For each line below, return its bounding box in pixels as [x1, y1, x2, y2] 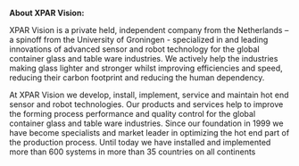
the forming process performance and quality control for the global [9, 109, 256, 119]
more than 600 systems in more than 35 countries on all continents [9, 146, 256, 157]
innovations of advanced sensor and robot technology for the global [9, 44, 261, 54]
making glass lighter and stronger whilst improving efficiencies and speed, [9, 62, 283, 73]
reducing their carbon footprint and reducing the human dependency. [9, 72, 265, 83]
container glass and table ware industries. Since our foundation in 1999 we [9, 118, 284, 129]
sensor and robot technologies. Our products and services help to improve [9, 99, 284, 110]
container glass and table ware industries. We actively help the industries [9, 54, 278, 63]
